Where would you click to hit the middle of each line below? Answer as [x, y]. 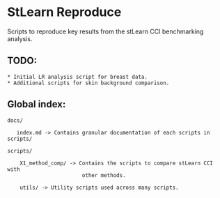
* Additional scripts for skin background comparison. [88, 83]
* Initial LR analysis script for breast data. [78, 77]
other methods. [104, 175]
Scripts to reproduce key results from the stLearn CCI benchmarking [105, 31]
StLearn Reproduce [64, 12]
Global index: [37, 104]
